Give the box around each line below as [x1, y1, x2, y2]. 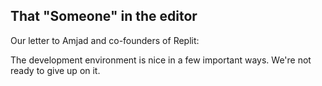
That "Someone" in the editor [10, 8, 198, 25]
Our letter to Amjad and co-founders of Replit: [10, 34, 200, 46]
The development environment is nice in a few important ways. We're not [10, 54, 312, 66]
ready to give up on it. [10, 64, 101, 76]
